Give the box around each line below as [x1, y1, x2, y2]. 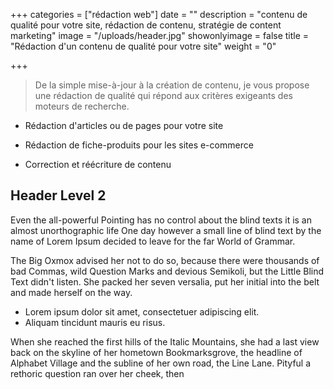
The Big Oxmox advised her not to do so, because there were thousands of [10, 254, 320, 266]
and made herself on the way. [10, 286, 133, 298]
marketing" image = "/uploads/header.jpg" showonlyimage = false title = [10, 30, 310, 41]
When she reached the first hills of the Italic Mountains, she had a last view [10, 335, 320, 348]
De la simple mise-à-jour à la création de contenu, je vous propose [34, 79, 310, 91]
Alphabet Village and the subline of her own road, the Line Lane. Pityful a [10, 357, 312, 369]
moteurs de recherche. [34, 100, 130, 112]
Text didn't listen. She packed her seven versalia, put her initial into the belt [10, 275, 320, 288]
